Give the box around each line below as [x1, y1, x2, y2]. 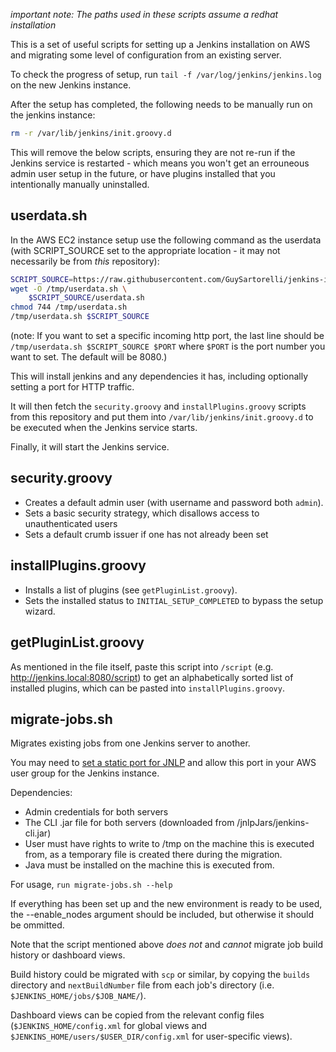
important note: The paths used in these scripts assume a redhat [10, 9, 279, 20]
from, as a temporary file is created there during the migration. [24, 849, 283, 861]
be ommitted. [10, 919, 65, 931]
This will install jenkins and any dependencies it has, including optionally [10, 370, 309, 383]
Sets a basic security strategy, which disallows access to [24, 507, 260, 519]
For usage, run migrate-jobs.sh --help [10, 879, 173, 891]
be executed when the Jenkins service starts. [10, 422, 198, 434]
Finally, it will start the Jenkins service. [10, 441, 170, 453]
